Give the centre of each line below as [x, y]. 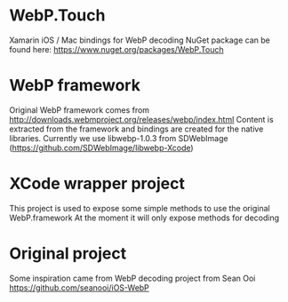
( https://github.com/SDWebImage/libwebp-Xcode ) [101, 147]
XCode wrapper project [97, 184]
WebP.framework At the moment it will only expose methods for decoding [144, 218]
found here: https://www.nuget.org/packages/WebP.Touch [116, 49]
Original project [68, 253]
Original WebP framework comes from [79, 110]
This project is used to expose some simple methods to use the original [140, 208]
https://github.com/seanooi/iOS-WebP [79, 287]
